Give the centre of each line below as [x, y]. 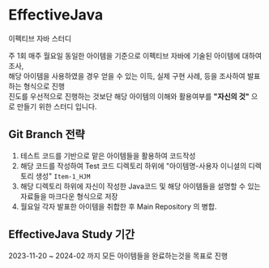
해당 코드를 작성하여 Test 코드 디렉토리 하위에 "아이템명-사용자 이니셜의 [133, 166]
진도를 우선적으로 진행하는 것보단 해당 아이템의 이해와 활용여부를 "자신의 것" [129, 96]
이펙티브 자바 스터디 [40, 38]
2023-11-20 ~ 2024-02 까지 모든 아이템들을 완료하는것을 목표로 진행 [118, 255]
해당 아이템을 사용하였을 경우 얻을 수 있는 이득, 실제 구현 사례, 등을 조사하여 [127, 76]
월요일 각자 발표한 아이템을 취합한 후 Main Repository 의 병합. [118, 206]
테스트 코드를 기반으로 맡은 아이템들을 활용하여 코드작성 [108, 155]
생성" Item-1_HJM [63, 175]
